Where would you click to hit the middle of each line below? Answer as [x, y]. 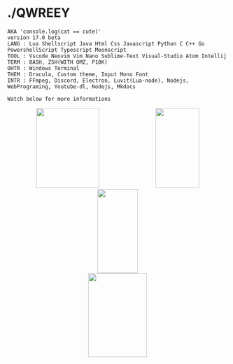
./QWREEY [39, 13]
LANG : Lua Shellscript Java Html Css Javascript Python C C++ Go [106, 43]
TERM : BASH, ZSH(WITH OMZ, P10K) [58, 62]
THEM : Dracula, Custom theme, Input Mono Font [78, 74]
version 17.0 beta [34, 37]
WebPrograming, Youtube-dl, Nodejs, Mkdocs [72, 86]
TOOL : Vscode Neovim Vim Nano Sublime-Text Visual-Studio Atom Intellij [117, 56]
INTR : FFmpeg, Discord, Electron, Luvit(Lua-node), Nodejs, [98, 80]
